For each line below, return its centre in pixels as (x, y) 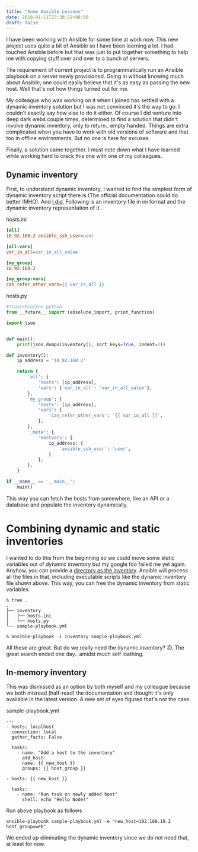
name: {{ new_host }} (49, 764)
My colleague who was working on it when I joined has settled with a (90, 100)
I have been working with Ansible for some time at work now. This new (92, 40)
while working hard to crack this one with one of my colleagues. (84, 156)
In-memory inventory (47, 672)
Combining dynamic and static (83, 528)
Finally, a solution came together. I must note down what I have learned (93, 150)
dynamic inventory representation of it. (54, 208)
